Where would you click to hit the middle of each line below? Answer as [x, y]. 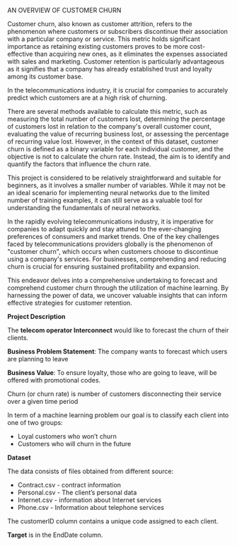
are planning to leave [38, 359]
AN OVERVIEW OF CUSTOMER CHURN [64, 10]
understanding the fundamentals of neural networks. [84, 208]
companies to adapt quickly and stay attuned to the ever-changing [104, 229]
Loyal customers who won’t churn [67, 436]
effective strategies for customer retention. [70, 303]
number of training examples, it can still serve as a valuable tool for [105, 200]
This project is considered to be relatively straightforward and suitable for [114, 178]
